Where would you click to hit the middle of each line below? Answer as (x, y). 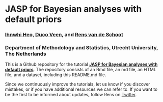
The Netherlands (26, 54)
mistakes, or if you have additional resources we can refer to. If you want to (81, 89)
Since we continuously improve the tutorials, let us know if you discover (78, 84)
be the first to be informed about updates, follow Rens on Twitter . (71, 95)
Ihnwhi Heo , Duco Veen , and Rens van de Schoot (64, 35)
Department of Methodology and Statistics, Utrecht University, (81, 48)
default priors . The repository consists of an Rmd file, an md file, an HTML (81, 70)
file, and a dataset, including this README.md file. (56, 75)
